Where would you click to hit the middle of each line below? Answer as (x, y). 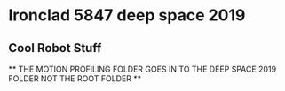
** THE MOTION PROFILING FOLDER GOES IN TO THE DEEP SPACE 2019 (142, 69)
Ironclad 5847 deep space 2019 (127, 15)
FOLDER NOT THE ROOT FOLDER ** (75, 79)
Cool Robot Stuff (55, 48)
